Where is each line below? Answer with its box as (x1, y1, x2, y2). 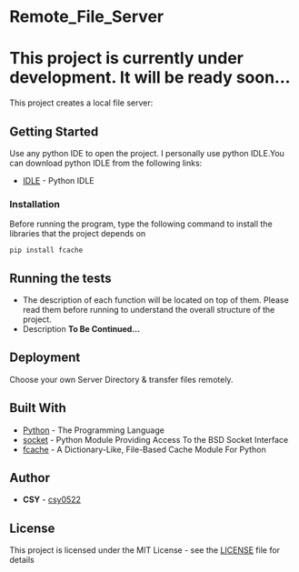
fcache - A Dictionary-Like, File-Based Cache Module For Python (22, 444, 266, 455)
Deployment (9, 350, 81, 366)
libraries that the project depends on (9, 228, 146, 239)
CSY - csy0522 (22, 494, 82, 506)
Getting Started (9, 124, 99, 139)
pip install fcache (9, 246, 84, 256)
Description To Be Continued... (22, 324, 141, 335)
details (9, 555, 35, 566)
